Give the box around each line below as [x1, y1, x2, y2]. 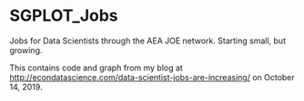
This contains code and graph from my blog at [9, 62, 184, 73]
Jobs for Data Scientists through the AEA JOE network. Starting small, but [9, 35, 287, 46]
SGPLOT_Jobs [9, 5, 118, 26]
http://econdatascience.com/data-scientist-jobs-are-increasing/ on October [9, 71, 296, 82]
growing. [9, 44, 43, 55]
